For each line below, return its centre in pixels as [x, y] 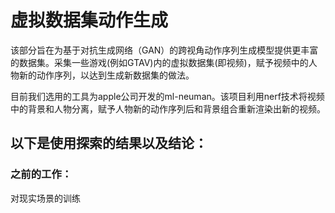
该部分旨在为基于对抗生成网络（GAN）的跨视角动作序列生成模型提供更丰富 [164, 50]
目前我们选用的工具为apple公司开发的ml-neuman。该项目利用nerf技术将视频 [167, 96]
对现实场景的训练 [45, 198]
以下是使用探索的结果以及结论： [109, 143]
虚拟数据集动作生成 [89, 20]
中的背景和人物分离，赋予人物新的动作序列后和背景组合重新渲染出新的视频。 [168, 108]
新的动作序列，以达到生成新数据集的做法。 [106, 75]
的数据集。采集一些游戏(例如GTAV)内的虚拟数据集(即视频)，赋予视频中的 [159, 62]
